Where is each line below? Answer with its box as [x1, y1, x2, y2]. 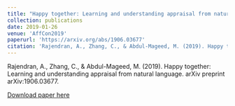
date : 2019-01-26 [7, 23, 58, 30]
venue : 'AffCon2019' [7, 29, 68, 37]
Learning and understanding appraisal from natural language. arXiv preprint [7, 69, 225, 78]
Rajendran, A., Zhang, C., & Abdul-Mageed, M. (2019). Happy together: [7, 62, 211, 70]
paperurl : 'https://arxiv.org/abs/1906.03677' [7, 37, 145, 44]
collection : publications [7, 17, 83, 24]
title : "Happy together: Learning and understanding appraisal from [7, 10, 211, 18]
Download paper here [7, 91, 70, 99]
